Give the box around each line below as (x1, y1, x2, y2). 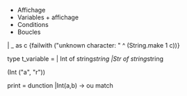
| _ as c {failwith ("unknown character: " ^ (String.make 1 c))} (7, 41, 180, 49)
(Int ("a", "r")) (7, 68, 46, 76)
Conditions (17, 21, 49, 28)
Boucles (17, 28, 41, 36)
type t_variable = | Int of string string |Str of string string (7, 55, 163, 63)
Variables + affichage (17, 13, 79, 21)
